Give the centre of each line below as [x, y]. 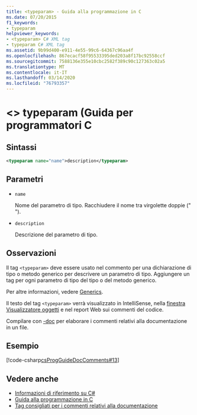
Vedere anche [33, 378]
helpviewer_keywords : [33, 34]
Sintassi [21, 147]
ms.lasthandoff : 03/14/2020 [41, 78]
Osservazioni [31, 253]
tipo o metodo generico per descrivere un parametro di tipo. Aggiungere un [98, 274]
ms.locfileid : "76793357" [38, 84]
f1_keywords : [22, 23]
